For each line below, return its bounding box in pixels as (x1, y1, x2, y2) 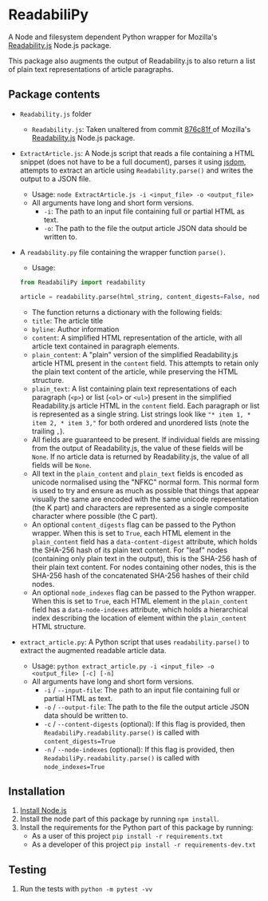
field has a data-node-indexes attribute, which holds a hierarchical (31, 604, 249, 614)
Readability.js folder (19, 109, 92, 118)
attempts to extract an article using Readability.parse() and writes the (19, 165, 254, 175)
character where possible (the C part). (31, 511, 158, 520)
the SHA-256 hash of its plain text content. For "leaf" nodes (31, 545, 228, 555)
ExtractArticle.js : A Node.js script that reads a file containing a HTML (19, 148, 255, 157)
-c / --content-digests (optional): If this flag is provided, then (43, 719, 246, 728)
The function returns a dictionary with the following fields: (31, 307, 223, 317)
